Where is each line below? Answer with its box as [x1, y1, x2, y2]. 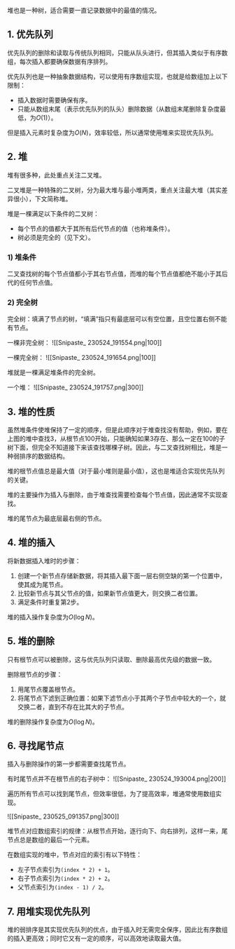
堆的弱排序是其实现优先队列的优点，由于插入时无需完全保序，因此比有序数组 [7, 925, 228, 934]
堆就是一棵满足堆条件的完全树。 [7, 368, 99, 377]
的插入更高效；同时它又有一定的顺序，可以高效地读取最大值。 [7, 934, 185, 943]
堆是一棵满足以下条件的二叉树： [7, 209, 99, 217]
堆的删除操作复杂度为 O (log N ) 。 [7, 718, 99, 726]
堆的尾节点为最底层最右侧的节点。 [7, 514, 106, 523]
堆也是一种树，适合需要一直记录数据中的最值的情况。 [7, 6, 161, 14]
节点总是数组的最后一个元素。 [7, 835, 93, 844]
